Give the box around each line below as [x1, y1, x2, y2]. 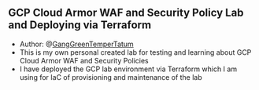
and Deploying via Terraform [8, 19, 152, 32]
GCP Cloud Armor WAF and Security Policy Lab [8, 6, 244, 20]
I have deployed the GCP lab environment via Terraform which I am [19, 64, 238, 74]
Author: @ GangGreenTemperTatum [19, 39, 134, 49]
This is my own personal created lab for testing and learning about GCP [19, 47, 252, 57]
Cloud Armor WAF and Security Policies [19, 56, 149, 65]
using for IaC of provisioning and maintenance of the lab [19, 72, 202, 81]
